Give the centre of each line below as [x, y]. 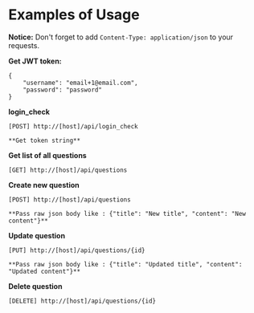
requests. [24, 45]
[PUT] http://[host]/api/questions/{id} [77, 250]
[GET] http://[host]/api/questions [68, 170]
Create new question [44, 185]
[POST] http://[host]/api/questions [70, 199]
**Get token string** [45, 140]
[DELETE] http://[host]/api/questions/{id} [82, 301]
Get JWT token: [35, 61]
